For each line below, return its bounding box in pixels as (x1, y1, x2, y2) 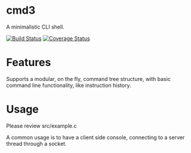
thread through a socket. (6, 140, 67, 147)
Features (6, 56, 51, 69)
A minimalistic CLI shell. (6, 23, 64, 30)
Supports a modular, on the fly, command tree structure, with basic (6, 75, 171, 82)
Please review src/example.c (6, 122, 77, 129)
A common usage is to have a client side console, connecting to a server (6, 133, 185, 140)
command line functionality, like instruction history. (6, 82, 131, 89)
